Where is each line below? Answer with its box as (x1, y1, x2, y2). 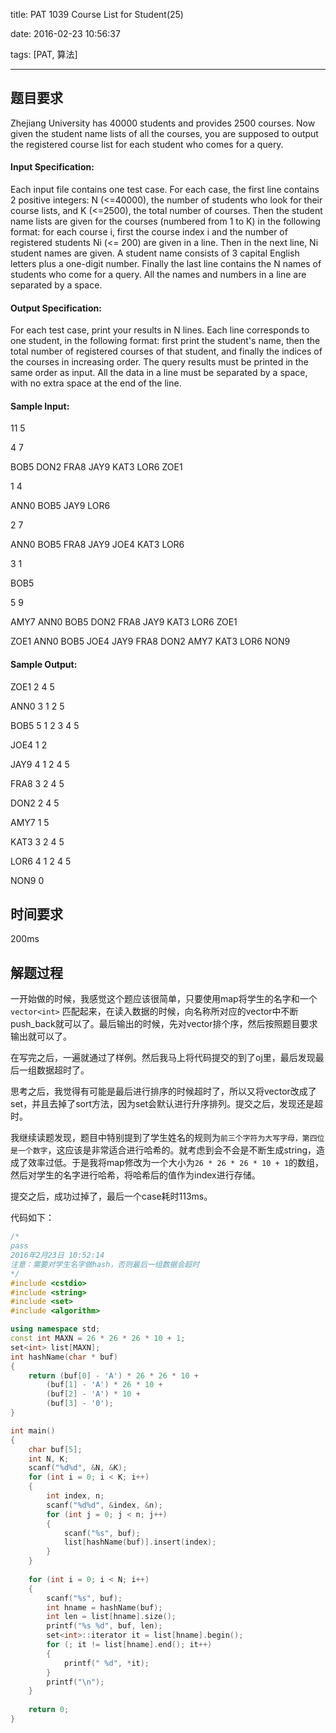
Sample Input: (10, 400, 70, 412)
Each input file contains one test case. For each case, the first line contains (10, 184, 320, 196)
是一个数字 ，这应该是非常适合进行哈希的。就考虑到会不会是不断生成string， (10, 1144, 317, 1156)
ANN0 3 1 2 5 (10, 700, 65, 712)
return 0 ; (28, 1705, 70, 1715)
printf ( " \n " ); (46, 1677, 105, 1687)
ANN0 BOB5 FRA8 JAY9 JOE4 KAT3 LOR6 (10, 539, 185, 551)
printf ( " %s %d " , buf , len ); (46, 1621, 163, 1631)
